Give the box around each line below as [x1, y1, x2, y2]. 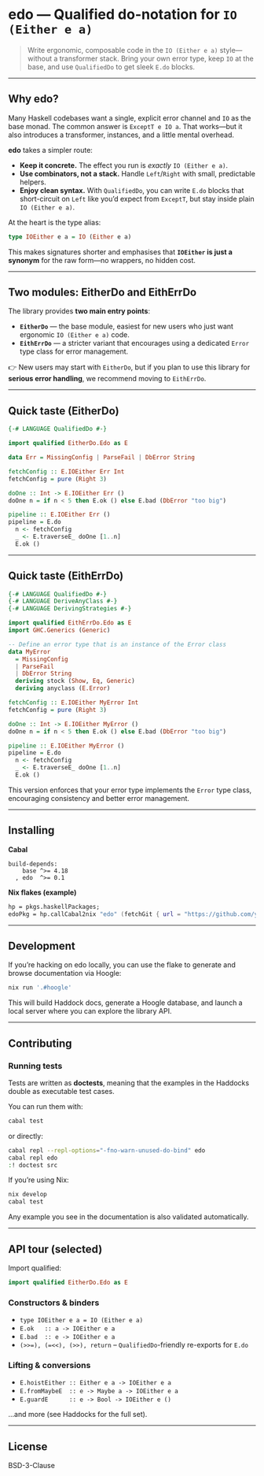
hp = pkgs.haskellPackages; [8, 903, 101, 910]
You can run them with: [8, 1101, 83, 1111]
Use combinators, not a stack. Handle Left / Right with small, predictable [19, 169, 255, 178]
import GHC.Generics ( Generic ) [8, 626, 111, 635]
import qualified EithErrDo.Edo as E [8, 619, 132, 627]
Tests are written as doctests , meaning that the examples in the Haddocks [8, 1077, 250, 1088]
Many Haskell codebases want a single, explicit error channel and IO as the [8, 113, 251, 123]
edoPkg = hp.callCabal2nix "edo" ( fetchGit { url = [8, 910, 181, 918]
